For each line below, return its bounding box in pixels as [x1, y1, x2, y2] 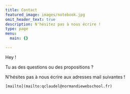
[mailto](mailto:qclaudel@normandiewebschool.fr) [5, 83, 113, 89]
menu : [5, 31, 17, 36]
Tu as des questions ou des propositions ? [5, 64, 94, 70]
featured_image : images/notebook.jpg [5, 12, 85, 17]
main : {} [10, 36, 28, 41]
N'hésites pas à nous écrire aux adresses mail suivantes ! [5, 74, 125, 80]
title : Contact [5, 7, 38, 13]
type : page [5, 26, 28, 32]
